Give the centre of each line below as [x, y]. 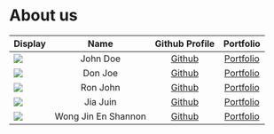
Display [30, 43]
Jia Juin [100, 101]
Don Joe [100, 73]
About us [43, 16]
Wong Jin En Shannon [100, 116]
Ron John [100, 87]
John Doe [101, 59]
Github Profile [185, 43]
